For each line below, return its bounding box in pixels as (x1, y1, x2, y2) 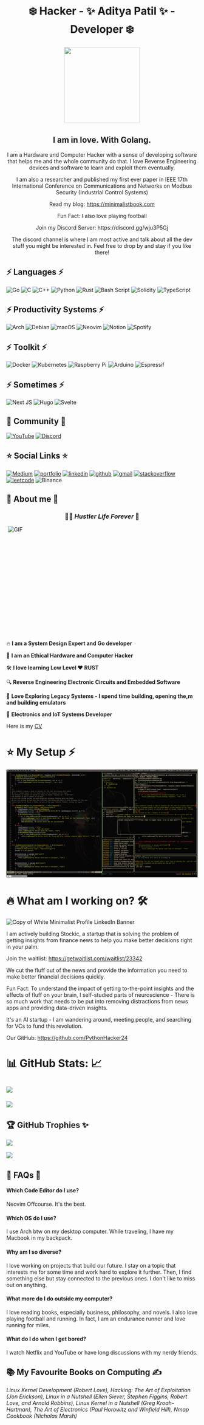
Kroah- (156, 1399, 175, 1406)
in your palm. (6, 943, 39, 950)
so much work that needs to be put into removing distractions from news (6, 997, 188, 1005)
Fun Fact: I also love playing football (57, 212, 147, 219)
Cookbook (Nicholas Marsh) (6, 1412, 78, 1420)
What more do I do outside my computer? (6, 1295, 113, 1302)
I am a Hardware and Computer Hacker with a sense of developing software (7, 151, 197, 158)
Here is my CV (6, 723, 42, 730)
